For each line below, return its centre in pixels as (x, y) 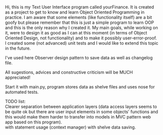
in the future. (18, 48)
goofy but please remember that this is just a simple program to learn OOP (80, 22)
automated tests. (22, 92)
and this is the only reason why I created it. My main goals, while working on (81, 28)
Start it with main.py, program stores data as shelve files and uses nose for (80, 87)
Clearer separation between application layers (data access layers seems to (81, 107)
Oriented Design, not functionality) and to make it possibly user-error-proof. (81, 38)
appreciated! (18, 77)
